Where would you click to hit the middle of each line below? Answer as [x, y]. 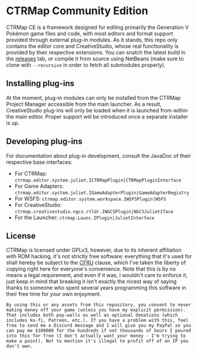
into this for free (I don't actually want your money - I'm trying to [96, 336]
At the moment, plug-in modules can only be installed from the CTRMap [93, 98]
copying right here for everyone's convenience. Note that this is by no [91, 269]
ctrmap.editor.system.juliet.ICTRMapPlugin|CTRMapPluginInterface [98, 180]
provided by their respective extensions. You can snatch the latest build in [96, 52]
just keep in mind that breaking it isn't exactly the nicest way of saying [91, 281]
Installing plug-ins [40, 84]
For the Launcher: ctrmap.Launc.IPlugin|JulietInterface [84, 217]
